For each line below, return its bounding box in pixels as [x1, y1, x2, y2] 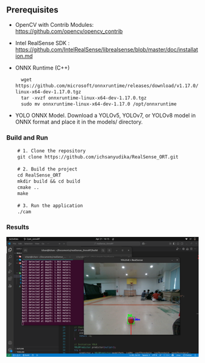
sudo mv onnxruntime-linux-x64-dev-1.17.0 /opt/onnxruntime [21, 100, 177, 107]
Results [6, 223, 29, 231]
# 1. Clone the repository [17, 148, 86, 154]
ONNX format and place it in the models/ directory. [15, 118, 143, 125]
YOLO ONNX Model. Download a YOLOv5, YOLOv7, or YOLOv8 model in [15, 111, 196, 119]
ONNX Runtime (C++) [15, 64, 70, 71]
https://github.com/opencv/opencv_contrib [15, 27, 123, 35]
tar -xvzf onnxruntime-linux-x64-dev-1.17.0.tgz [21, 94, 147, 101]
